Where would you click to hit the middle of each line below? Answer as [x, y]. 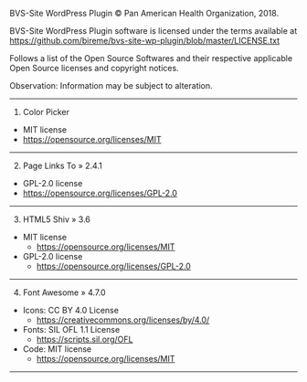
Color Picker [46, 112]
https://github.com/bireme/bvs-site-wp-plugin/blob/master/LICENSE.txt [145, 41]
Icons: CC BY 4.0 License [70, 310]
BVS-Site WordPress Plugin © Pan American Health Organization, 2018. [144, 13]
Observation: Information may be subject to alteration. [111, 85]
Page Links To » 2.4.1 [62, 165]
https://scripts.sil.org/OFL [85, 339]
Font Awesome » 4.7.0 [64, 292]
